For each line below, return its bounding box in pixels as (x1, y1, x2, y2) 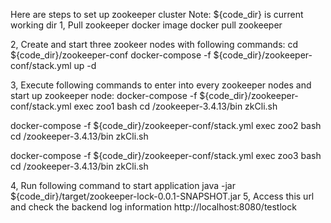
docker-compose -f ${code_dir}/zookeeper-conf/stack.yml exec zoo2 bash (10, 120, 322, 131)
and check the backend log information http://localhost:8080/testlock (10, 201, 297, 213)
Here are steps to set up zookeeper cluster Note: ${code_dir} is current (10, 9, 304, 20)
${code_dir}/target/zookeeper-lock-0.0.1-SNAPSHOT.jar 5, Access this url (10, 190, 315, 202)
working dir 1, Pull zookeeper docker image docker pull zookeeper (10, 19, 283, 31)
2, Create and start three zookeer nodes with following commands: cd (10, 39, 299, 50)
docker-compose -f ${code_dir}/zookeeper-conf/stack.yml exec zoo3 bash (10, 150, 322, 161)
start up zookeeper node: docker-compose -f (10, 90, 198, 101)
